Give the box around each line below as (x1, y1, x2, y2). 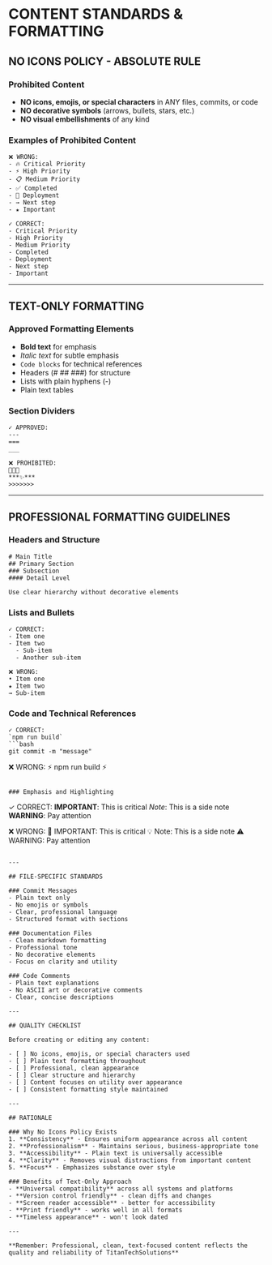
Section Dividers (8, 405, 75, 416)
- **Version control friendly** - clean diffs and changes (8, 1192, 212, 1200)
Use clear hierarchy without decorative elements (8, 588, 180, 596)
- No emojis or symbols (8, 901, 89, 909)
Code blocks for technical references (19, 358, 142, 369)
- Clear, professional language (8, 908, 117, 916)
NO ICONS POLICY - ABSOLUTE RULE (8, 54, 201, 68)
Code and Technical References (8, 708, 137, 719)
